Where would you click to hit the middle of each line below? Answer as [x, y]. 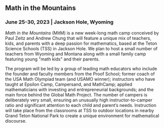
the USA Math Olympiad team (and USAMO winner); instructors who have [80, 79]
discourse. [16, 121]
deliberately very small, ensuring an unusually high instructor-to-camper [79, 100]
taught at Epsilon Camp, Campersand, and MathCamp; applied [69, 84]
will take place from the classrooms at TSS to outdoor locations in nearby [80, 110]
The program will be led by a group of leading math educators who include [81, 68]
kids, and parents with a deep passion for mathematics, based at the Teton [81, 43]
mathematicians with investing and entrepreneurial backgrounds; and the [80, 89]
